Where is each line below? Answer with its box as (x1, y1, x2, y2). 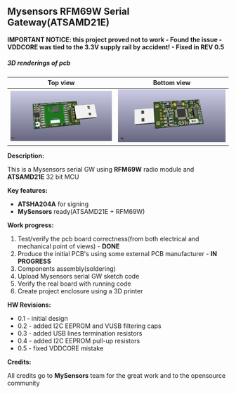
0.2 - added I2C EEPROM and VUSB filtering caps (17, 322, 162, 330)
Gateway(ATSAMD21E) (7, 17, 110, 29)
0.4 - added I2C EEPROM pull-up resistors (17, 336, 140, 345)
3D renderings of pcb (7, 59, 71, 68)
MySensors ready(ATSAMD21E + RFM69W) (17, 207, 145, 215)
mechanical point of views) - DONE (17, 242, 120, 250)
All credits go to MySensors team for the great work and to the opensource (7, 371, 226, 379)
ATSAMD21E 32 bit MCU (7, 172, 79, 181)
